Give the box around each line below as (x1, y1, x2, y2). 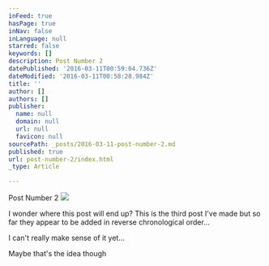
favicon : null (15, 132, 63, 140)
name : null (15, 110, 53, 118)
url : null (15, 125, 49, 133)
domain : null (15, 118, 60, 126)
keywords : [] (8, 49, 53, 58)
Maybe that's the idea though (8, 249, 107, 259)
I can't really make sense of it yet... (8, 233, 126, 243)
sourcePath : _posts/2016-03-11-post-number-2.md (8, 139, 176, 148)
